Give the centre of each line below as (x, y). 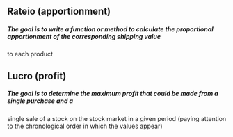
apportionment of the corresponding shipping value (84, 36)
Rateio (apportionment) (59, 11)
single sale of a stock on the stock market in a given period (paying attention (117, 118)
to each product (30, 54)
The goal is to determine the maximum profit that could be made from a (113, 94)
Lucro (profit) (37, 76)
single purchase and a (40, 101)
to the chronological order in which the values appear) (85, 126)
